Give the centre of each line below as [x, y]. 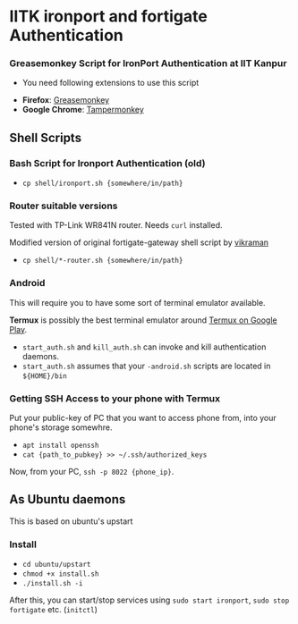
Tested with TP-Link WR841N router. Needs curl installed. [116, 225]
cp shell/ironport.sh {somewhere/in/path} [102, 184]
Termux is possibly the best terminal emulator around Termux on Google [143, 320]
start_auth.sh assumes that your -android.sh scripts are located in [146, 366]
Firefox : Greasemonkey [66, 100]
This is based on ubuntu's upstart [71, 521]
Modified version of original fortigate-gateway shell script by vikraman [139, 242]
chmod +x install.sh [60, 574]
